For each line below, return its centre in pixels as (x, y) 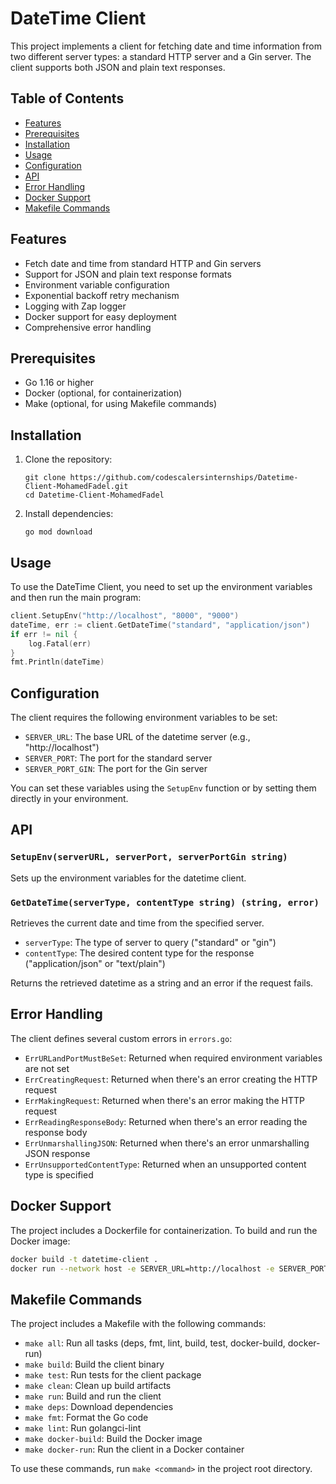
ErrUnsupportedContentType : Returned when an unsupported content (165, 1164)
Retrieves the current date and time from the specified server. (137, 923)
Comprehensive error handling (88, 327)
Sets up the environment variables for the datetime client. (128, 878)
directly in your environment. (69, 799)
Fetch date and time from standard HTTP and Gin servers (143, 263)
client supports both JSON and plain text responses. (118, 67)
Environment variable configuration (97, 284)
